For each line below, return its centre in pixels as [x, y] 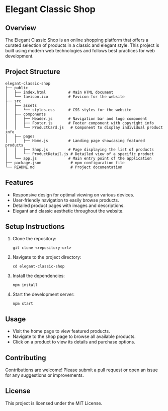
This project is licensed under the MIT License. [54, 403]
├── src [13, 101]
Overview [21, 28]
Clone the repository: [34, 239]
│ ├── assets [21, 105]
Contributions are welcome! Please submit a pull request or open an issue [82, 370]
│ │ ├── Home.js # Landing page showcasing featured [75, 141]
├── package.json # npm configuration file [65, 163]
